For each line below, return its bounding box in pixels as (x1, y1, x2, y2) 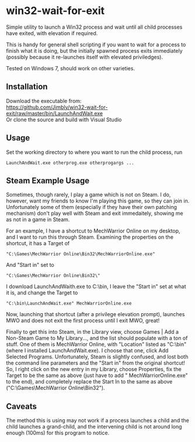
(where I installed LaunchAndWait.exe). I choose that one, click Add (6, 347, 169, 354)
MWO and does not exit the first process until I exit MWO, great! (6, 317, 160, 324)
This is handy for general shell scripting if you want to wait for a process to (6, 41, 186, 48)
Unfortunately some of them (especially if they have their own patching (6, 204, 177, 211)
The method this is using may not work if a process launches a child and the (6, 417, 190, 424)
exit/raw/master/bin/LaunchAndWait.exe (6, 109, 103, 117)
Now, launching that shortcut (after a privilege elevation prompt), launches (6, 311, 185, 318)
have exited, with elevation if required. (6, 29, 98, 36)
